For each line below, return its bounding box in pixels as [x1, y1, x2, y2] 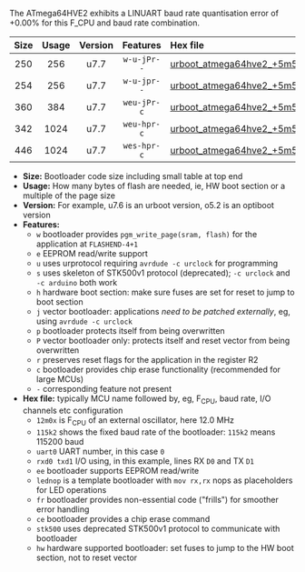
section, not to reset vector [35, 552, 138, 563]
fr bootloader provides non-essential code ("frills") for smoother [35, 494, 280, 505]
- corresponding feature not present [35, 384, 172, 394]
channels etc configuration [22, 405, 123, 416]
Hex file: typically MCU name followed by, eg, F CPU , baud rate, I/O [22, 393, 271, 406]
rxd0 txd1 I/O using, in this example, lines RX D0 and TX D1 [35, 455, 254, 467]
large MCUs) [35, 374, 84, 385]
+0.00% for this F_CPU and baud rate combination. [9, 17, 200, 28]
